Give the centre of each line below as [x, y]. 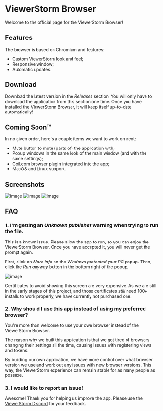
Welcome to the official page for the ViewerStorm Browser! [64, 22]
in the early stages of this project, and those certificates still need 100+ [76, 291]
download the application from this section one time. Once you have [73, 101]
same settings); [28, 159]
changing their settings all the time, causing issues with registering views [78, 345]
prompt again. [19, 252]
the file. [14, 231]
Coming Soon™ [28, 127]
